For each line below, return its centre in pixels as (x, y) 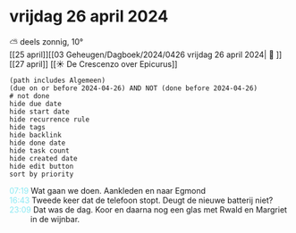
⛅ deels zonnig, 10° (46, 41)
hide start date (39, 112)
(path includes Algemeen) (57, 80)
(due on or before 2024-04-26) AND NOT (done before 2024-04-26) (133, 88)
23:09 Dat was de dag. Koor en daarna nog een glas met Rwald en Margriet (148, 209)
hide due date (36, 104)
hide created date (43, 158)
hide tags (28, 127)
